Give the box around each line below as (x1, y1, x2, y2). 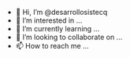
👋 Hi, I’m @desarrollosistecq (15, 8, 108, 16)
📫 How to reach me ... (15, 42, 89, 50)
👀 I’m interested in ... (15, 16, 83, 25)
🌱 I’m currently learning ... (15, 24, 100, 33)
